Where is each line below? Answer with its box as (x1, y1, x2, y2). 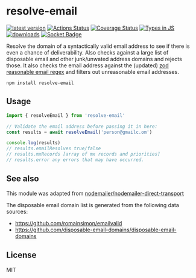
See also (6, 174, 39, 184)
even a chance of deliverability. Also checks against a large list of (6, 48, 169, 56)
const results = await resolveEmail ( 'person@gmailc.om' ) (6, 129, 153, 135)
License (6, 250, 37, 260)
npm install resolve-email (6, 80, 74, 86)
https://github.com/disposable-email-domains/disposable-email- (14, 226, 177, 233)
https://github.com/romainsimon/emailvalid (14, 219, 122, 227)
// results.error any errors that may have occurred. (6, 157, 145, 163)
